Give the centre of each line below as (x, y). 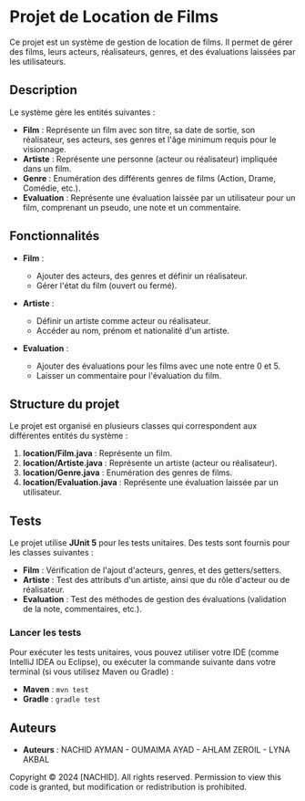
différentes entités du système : (69, 436)
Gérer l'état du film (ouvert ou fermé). (107, 286)
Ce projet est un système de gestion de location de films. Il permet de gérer (151, 42)
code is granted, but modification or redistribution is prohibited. (128, 787)
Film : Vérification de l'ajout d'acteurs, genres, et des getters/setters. (152, 570)
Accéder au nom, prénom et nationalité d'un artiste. (133, 330)
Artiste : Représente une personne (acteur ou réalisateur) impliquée (150, 159)
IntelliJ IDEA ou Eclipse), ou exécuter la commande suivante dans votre (142, 662)
